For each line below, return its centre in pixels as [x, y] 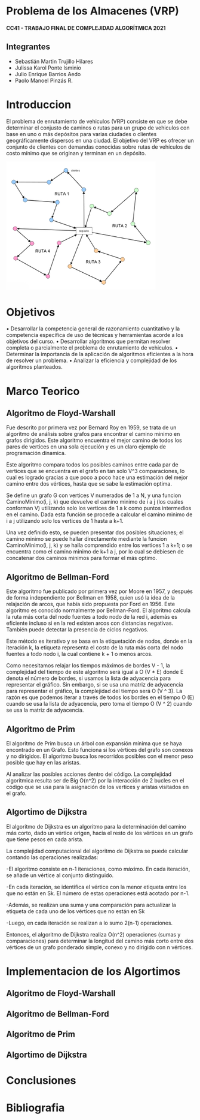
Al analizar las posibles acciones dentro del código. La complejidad [89, 774]
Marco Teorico [43, 391]
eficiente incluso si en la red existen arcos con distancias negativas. [90, 623]
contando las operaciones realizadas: [52, 857]
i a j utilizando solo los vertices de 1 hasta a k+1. [65, 521]
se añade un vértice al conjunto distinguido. [60, 875]
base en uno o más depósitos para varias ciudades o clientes [81, 134]
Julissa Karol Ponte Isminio [48, 68]
